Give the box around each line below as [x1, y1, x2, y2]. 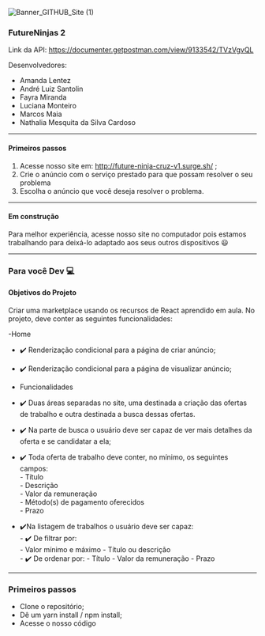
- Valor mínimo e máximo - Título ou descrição [19, 544, 171, 554]
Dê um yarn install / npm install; [19, 610, 122, 620]
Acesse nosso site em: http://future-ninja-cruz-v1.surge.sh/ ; [19, 161, 218, 170]
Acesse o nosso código [19, 619, 96, 628]
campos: [19, 464, 49, 473]
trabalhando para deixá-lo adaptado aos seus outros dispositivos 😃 [8, 237, 229, 247]
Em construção [8, 212, 59, 221]
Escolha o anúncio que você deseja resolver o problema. [19, 186, 204, 195]
